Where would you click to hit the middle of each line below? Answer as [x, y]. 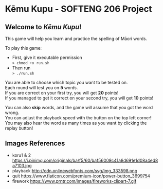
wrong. [12, 113]
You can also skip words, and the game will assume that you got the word [79, 107]
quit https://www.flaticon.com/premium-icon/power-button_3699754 [81, 176]
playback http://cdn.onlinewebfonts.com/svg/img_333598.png [75, 170]
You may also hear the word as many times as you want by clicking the [76, 123]
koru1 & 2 [21, 155]
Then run [21, 68]
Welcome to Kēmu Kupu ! [43, 27]
